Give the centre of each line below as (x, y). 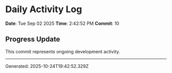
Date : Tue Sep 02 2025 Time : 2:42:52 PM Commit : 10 (62, 23)
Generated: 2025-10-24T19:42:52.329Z (47, 66)
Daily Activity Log (44, 9)
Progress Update (33, 39)
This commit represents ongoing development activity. (63, 51)
